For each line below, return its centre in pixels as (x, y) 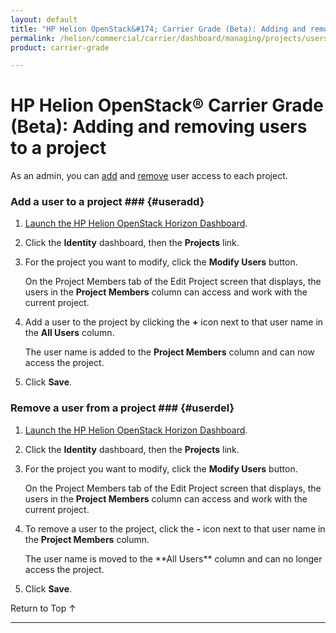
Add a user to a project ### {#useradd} (107, 202)
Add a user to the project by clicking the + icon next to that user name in (174, 322)
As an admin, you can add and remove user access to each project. (149, 176)
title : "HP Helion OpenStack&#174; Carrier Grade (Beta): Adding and (158, 29)
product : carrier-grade (60, 47)
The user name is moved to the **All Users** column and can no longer (173, 558)
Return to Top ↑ (43, 608)
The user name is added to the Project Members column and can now (169, 352)
